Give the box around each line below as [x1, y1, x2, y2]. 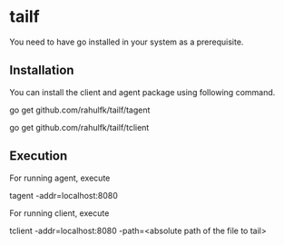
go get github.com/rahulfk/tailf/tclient [9, 122, 150, 132]
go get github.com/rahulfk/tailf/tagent [9, 104, 151, 115]
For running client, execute [9, 207, 110, 219]
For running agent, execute [9, 172, 111, 183]
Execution [9, 148, 68, 164]
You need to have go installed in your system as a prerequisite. [9, 36, 244, 47]
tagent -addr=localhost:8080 [9, 190, 118, 201]
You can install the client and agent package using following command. [9, 86, 276, 97]
